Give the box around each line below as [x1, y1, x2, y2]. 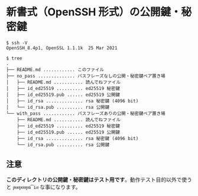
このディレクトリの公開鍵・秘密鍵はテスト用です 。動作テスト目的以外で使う [6, 176, 193, 183]
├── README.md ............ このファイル [6, 67, 105, 72]
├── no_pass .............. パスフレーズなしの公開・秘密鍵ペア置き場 [6, 73, 165, 79]
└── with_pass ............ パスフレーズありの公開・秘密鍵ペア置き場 [6, 110, 165, 117]
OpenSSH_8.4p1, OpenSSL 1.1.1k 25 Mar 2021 [6, 45, 118, 51]
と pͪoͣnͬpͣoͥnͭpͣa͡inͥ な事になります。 [6, 183, 81, 190]
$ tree [6, 55, 22, 61]
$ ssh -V [6, 39, 28, 46]
